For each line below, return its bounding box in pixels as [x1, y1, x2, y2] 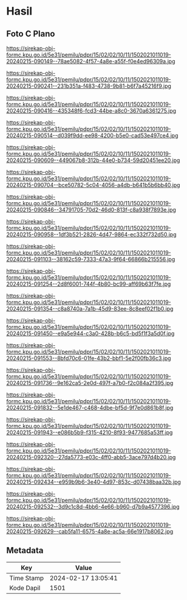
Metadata [6, 545, 44, 556]
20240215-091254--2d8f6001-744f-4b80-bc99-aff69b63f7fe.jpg [6, 280, 171, 288]
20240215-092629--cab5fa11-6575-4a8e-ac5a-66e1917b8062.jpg [6, 528, 174, 535]
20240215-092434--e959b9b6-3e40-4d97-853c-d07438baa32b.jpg [6, 478, 181, 485]
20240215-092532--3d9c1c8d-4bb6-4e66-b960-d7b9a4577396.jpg [6, 503, 180, 510]
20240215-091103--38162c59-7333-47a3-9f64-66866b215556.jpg [6, 256, 175, 263]
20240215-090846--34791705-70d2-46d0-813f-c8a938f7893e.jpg [6, 206, 176, 213]
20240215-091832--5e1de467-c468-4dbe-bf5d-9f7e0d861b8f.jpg [6, 404, 174, 411]
